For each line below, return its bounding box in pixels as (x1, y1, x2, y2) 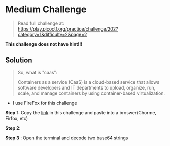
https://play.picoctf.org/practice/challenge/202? (17, 25, 118, 32)
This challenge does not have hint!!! (5, 41, 83, 47)
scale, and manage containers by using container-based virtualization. (17, 90, 165, 96)
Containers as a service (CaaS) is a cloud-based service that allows (17, 79, 160, 85)
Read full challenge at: (17, 20, 64, 26)
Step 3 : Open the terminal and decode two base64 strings (5, 135, 128, 141)
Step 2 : (5, 125, 21, 131)
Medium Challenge (5, 4, 87, 15)
